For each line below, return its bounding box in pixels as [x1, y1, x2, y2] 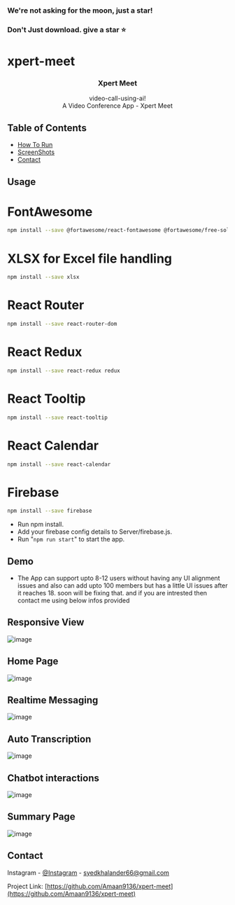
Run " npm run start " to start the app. [17, 535, 125, 544]
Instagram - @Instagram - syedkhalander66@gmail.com [7, 868, 170, 877]
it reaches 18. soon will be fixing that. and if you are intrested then [17, 589, 208, 597]
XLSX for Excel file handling [7, 251, 173, 266]
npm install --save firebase [7, 507, 92, 515]
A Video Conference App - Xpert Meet [62, 102, 173, 110]
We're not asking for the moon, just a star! [7, 6, 153, 15]
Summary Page [7, 811, 76, 823]
